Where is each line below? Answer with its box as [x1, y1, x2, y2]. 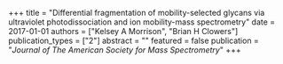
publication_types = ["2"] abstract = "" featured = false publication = [8, 35, 259, 46]
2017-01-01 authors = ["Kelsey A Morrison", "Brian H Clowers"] [8, 26, 239, 36]
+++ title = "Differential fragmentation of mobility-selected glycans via [8, 8, 265, 18]
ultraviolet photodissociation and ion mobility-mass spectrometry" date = [8, 17, 276, 27]
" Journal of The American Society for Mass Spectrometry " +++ [8, 45, 241, 55]
